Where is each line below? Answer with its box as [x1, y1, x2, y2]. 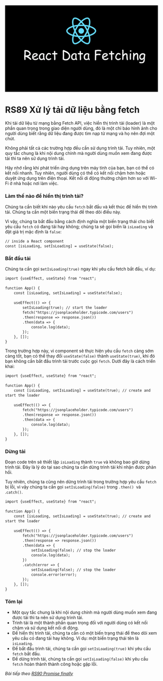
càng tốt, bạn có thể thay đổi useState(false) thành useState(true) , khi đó [5, 353, 155, 359]
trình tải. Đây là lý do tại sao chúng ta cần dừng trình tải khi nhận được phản [5, 464, 156, 470]
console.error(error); [31, 572, 77, 577]
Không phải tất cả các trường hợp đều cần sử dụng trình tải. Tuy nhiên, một [5, 145, 155, 151]
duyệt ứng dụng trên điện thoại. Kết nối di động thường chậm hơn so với [5, 175, 149, 181]
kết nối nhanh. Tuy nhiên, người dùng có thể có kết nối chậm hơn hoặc [5, 170, 146, 176]
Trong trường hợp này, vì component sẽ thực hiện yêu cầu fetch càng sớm [5, 348, 154, 354]
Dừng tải [5, 448, 26, 454]
